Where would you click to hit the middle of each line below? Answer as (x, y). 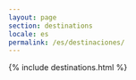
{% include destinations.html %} (68, 68)
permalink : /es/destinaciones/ (67, 42)
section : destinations (51, 26)
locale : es (29, 34)
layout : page (33, 17)
